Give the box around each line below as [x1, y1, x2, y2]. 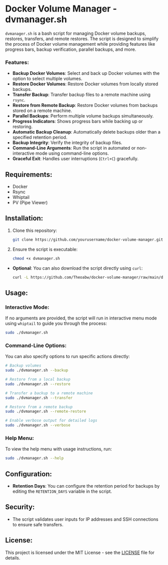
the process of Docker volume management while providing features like [5, 41, 155, 47]
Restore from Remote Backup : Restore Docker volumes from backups [12, 102, 158, 108]
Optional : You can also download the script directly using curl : [12, 265, 143, 271]
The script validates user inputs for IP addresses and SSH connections [12, 516, 159, 522]
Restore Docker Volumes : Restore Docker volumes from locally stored [12, 81, 158, 87]
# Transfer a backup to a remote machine [5, 390, 93, 396]
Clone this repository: [12, 227, 57, 234]
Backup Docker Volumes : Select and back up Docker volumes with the [12, 70, 160, 76]
